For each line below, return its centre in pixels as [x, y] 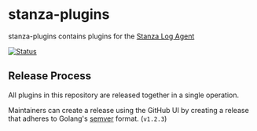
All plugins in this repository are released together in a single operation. [124, 95]
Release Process [50, 76]
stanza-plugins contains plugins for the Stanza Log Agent [101, 36]
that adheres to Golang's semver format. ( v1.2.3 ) [88, 118]
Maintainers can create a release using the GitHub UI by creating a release [128, 110]
